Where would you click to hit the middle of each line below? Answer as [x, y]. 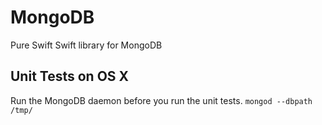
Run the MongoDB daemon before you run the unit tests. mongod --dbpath [161, 100]
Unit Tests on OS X [70, 76]
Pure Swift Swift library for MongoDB [86, 45]
